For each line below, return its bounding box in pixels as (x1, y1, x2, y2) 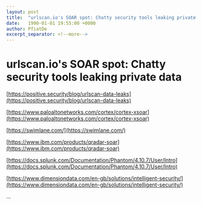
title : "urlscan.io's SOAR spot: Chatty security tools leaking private (6, 15, 197, 21)
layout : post (6, 8, 39, 15)
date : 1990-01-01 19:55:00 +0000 (6, 20, 96, 26)
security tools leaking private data (6, 70, 182, 84)
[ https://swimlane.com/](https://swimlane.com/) (6, 127, 126, 134)
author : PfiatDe (6, 25, 47, 32)
